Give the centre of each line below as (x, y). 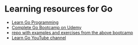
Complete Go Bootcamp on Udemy (46, 27)
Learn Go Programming (35, 22)
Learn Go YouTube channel (39, 38)
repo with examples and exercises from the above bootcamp (72, 32)
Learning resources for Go (59, 9)
